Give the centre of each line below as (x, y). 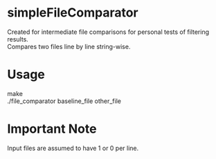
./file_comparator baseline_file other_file (64, 101)
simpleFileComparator (73, 13)
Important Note (52, 129)
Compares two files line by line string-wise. (69, 46)
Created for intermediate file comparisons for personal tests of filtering (108, 32)
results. (18, 39)
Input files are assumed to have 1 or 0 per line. (73, 148)
